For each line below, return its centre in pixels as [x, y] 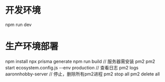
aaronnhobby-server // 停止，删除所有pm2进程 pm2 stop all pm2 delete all [82, 74]
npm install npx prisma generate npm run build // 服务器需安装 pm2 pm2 [80, 61]
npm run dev [18, 24]
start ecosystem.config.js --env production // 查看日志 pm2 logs [72, 67]
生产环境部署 [32, 47]
